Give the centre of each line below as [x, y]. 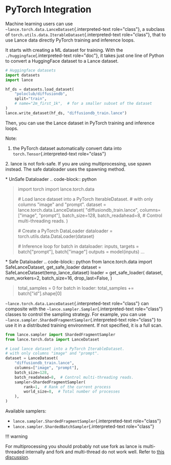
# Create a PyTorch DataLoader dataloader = [65, 231]
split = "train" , [31, 99]
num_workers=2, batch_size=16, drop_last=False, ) [59, 278]
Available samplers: [26, 411]
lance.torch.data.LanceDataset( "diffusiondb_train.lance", [78, 210]
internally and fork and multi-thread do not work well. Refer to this [95, 452]
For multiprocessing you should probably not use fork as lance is [74, 447]
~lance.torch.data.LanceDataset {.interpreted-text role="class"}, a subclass [85, 29]
